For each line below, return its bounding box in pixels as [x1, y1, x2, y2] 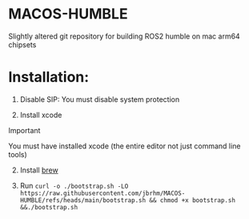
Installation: [8, 68, 90, 87]
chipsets [8, 39, 37, 49]
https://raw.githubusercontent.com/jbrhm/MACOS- [19, 189, 186, 197]
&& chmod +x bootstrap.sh [149, 196, 236, 205]
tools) [8, 149, 28, 159]
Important [8, 125, 41, 135]
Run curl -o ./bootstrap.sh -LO [19, 180, 129, 190]
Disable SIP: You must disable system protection [19, 94, 180, 104]
